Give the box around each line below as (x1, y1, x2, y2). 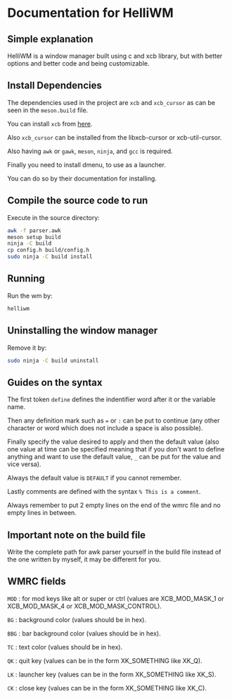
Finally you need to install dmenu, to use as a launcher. (7, 160, 167, 169)
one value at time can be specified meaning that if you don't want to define (7, 445, 225, 454)
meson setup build (7, 233, 61, 241)
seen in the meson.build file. (7, 106, 89, 114)
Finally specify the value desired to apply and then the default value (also (7, 437, 219, 446)
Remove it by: (7, 344, 47, 352)
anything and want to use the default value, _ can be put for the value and (7, 453, 221, 461)
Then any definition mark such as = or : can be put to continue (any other (7, 416, 220, 425)
